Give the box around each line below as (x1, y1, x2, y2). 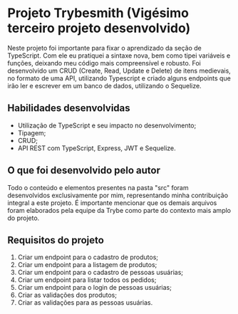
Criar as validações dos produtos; (17, 291, 118, 300)
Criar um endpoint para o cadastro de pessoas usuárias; (17, 268, 184, 277)
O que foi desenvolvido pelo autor (7, 164, 160, 177)
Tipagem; (17, 128, 46, 137)
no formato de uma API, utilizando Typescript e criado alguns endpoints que (7, 73, 232, 83)
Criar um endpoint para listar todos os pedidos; (17, 276, 157, 284)
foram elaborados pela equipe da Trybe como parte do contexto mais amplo (7, 206, 232, 214)
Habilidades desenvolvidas (7, 102, 130, 115)
